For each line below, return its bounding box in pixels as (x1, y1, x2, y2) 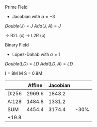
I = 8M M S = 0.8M (5, 70, 43, 76)
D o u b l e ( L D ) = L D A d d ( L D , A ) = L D (5, 61, 73, 66)
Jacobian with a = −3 (12, 14, 55, 19)
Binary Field (5, 42, 29, 48)
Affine (28, 82, 43, 88)
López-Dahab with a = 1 (12, 51, 61, 57)
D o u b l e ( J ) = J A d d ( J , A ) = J (5, 23, 61, 29)
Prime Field (5, 4, 28, 10)
